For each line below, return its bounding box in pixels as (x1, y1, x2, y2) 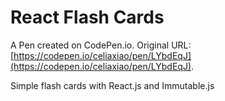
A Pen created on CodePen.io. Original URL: (10, 39, 192, 51)
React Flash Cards (10, 6, 165, 29)
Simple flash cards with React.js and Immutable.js (10, 79, 215, 91)
